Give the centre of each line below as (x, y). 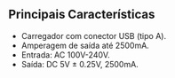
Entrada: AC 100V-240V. (65, 55)
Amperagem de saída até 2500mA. (85, 45)
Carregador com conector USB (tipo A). (93, 35)
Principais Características (82, 15)
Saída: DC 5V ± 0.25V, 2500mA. (80, 64)
